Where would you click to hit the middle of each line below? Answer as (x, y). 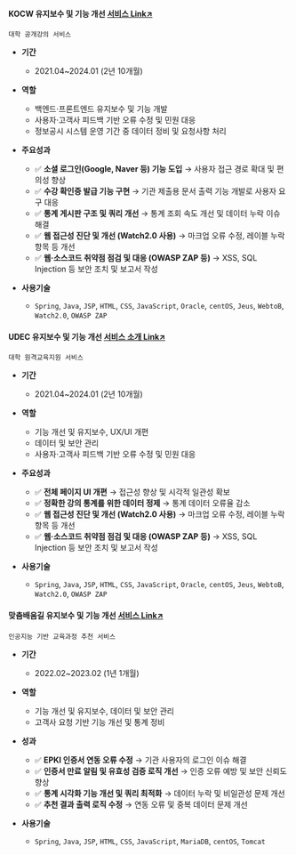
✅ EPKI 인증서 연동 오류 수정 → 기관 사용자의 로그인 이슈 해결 (140, 760)
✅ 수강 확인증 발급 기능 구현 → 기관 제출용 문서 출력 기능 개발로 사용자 (156, 191)
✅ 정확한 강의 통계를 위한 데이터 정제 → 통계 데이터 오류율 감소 (142, 504)
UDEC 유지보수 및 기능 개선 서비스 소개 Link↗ (87, 336)
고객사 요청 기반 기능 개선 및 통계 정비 (100, 722)
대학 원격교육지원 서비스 (46, 358)
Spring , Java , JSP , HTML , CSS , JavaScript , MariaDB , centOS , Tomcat (150, 841)
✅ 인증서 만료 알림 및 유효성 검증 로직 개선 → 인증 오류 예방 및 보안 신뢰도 (161, 770)
